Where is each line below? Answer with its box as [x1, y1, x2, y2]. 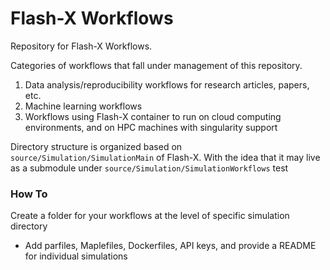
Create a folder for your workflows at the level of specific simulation [10, 210, 290, 222]
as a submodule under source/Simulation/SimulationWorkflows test [10, 162, 289, 174]
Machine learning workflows [24, 100, 143, 112]
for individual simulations [24, 250, 128, 262]
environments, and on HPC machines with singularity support [24, 121, 278, 133]
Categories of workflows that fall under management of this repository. [10, 59, 303, 71]
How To [10, 187, 48, 201]
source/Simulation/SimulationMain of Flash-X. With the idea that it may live [10, 151, 321, 163]
